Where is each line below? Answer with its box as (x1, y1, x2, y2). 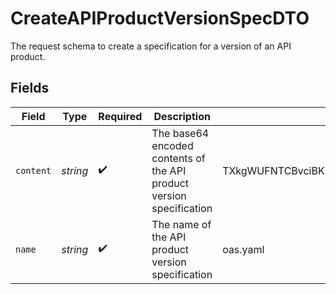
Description (153, 109, 211, 123)
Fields (10, 80, 50, 97)
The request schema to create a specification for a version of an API (10, 40, 292, 52)
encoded (151, 138, 194, 152)
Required (98, 109, 143, 123)
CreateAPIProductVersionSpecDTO (10, 7, 310, 30)
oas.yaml (222, 242, 265, 256)
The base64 (151, 126, 210, 140)
